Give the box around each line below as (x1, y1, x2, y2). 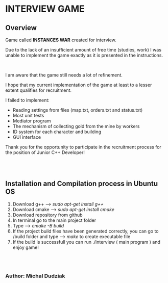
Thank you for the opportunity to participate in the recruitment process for (5, 144, 162, 150)
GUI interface (12, 134, 41, 140)
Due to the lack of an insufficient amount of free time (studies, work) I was (5, 47, 162, 53)
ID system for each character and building (12, 128, 101, 135)
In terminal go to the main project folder (12, 217, 96, 223)
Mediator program (12, 118, 51, 124)
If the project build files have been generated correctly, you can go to (12, 228, 159, 234)
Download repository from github (12, 212, 83, 218)
